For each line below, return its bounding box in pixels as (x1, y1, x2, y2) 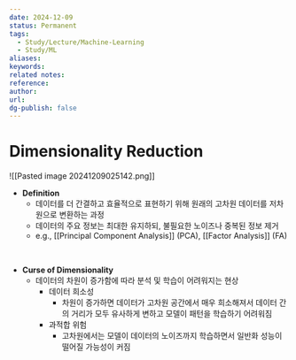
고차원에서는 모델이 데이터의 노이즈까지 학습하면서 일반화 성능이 (61, 331, 283, 341)
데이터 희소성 (48, 287, 95, 297)
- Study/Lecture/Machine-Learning (17, 37, 144, 47)
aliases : (9, 54, 42, 63)
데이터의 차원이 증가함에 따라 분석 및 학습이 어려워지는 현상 (35, 275, 239, 286)
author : (9, 87, 38, 96)
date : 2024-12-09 (9, 12, 74, 22)
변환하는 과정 (58, 210, 105, 220)
